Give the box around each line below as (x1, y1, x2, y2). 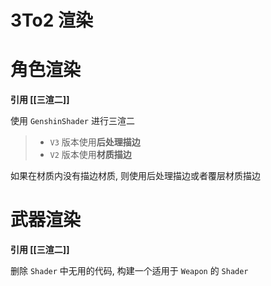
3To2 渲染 (10, 9, 94, 32)
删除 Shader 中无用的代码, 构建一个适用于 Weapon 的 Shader (10, 265, 249, 277)
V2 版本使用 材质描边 (49, 149, 132, 161)
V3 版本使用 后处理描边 (49, 136, 141, 148)
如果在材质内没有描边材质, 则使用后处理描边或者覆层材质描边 (10, 170, 261, 182)
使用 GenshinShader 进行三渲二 (10, 115, 135, 127)
